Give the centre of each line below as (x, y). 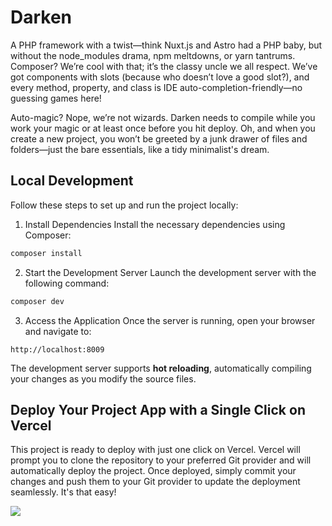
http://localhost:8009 (57, 349)
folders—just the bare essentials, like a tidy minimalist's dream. (140, 149)
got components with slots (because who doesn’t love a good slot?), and (160, 77)
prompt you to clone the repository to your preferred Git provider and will (161, 460)
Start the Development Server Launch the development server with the (170, 272)
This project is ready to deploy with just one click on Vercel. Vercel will (155, 450)
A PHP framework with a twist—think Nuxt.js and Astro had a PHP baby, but (166, 45)
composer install (46, 253)
